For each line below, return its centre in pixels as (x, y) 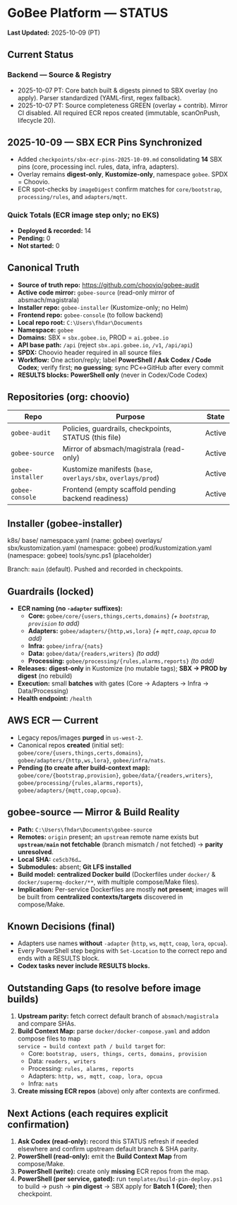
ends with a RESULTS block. (59, 959)
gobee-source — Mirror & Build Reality (93, 812)
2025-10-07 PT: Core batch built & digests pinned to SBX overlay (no (117, 90)
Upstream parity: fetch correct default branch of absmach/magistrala (118, 1016)
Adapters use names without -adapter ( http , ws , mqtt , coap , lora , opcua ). (122, 943)
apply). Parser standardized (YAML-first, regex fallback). (99, 97)
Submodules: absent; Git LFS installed (74, 867)
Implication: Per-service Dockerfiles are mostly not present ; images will (123, 889)
